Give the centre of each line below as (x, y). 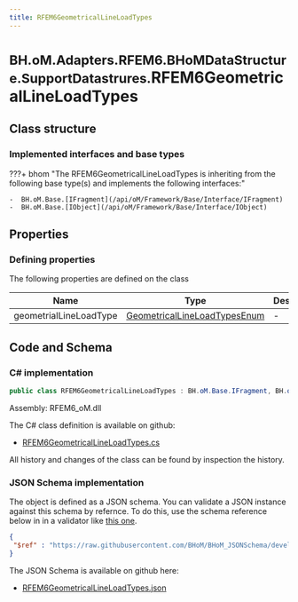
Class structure (53, 129)
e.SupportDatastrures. (80, 78)
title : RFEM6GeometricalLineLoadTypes (81, 17)
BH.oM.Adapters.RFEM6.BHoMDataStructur (148, 59)
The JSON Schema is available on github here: (94, 570)
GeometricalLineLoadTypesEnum (195, 316)
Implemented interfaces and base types (97, 154)
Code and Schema (61, 347)
